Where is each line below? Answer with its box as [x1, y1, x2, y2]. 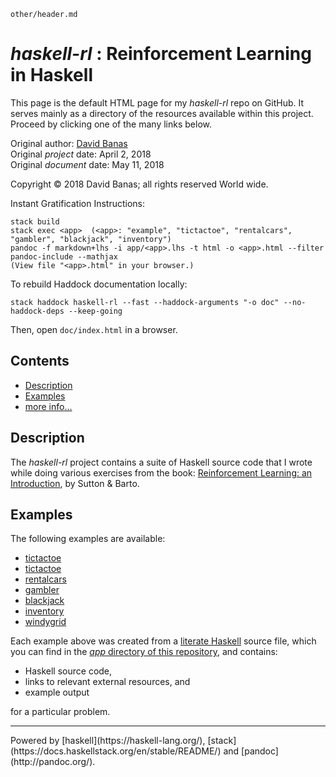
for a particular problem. [10, 706, 111, 718]
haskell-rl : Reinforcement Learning [10, 43, 312, 65]
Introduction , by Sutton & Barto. [10, 477, 140, 489]
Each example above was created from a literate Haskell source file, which [10, 635, 317, 647]
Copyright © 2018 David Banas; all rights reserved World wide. [10, 178, 269, 190]
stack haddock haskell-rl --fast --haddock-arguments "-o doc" [10, 297, 280, 307]
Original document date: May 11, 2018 [10, 158, 165, 170]
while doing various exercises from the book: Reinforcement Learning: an [10, 466, 313, 479]
